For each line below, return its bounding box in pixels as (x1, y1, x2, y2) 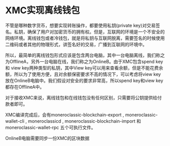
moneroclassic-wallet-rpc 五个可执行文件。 (5, 124, 96, 130)
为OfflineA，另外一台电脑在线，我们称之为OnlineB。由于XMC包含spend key (5, 58, 163, 64)
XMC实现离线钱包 (5, 5, 80, 16)
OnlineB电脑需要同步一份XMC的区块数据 (5, 135, 90, 141)
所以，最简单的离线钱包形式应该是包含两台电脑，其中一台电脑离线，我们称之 (5, 52, 165, 58)
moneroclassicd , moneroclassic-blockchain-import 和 (27, 118, 142, 124)
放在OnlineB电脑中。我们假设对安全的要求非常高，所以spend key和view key (5, 77, 163, 84)
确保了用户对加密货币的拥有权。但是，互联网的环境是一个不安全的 (27, 28, 165, 34)
